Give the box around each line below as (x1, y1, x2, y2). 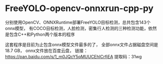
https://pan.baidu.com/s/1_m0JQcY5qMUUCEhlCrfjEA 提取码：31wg (5, 53, 142, 59)
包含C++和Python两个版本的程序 (9, 31, 75, 37)
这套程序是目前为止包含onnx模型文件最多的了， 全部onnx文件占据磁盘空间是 (5, 41, 159, 47)
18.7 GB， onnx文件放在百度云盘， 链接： (5, 48, 88, 53)
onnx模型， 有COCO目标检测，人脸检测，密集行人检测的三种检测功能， (5, 25, 148, 31)
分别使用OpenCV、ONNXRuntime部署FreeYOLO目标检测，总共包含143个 (5, 19, 151, 25)
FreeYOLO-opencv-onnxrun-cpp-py (5, 3, 154, 14)
